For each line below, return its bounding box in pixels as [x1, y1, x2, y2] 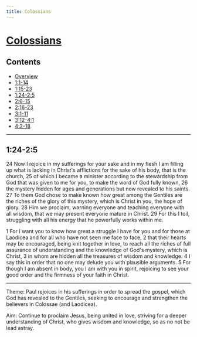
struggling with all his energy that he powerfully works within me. [6, 216, 164, 223]
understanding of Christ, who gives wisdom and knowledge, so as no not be [6, 318, 191, 325]
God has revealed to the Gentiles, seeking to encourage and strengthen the [6, 294, 188, 302]
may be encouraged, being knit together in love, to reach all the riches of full [6, 240, 191, 247]
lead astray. [6, 325, 35, 332]
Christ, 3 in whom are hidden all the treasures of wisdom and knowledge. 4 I [6, 253, 191, 260]
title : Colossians [6, 8, 51, 15]
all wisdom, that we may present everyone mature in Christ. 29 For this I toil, [6, 210, 190, 217]
